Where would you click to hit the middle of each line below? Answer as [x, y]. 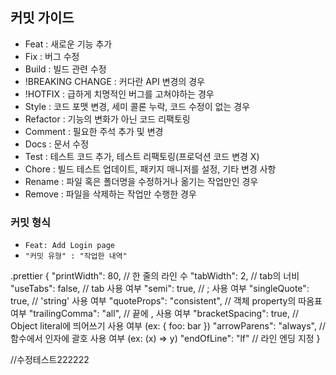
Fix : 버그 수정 [52, 56]
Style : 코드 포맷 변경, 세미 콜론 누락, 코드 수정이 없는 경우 [137, 106]
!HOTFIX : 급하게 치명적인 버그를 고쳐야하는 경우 [119, 94]
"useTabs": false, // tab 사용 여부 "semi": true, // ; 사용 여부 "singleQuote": [160, 289]
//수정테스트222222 [50, 360]
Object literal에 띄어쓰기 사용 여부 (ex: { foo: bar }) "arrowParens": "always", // [168, 326]
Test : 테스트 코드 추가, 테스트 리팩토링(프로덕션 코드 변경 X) [142, 156]
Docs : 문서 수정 [57, 144]
